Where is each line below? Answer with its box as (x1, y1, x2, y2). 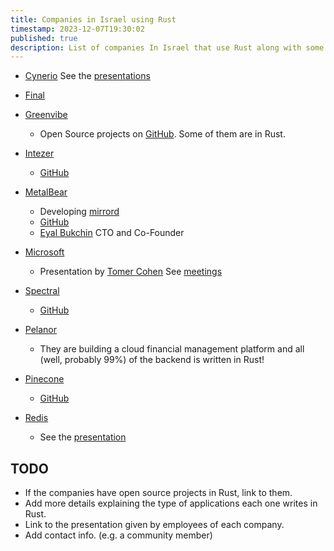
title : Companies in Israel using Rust (10, 14, 177, 25)
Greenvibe (24, 109, 68, 121)
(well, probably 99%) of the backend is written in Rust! (39, 354, 265, 366)
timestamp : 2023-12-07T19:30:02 (10, 24, 145, 34)
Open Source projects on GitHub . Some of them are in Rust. (39, 128, 286, 140)
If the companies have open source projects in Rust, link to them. (24, 487, 293, 499)
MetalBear (24, 186, 68, 198)
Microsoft (24, 246, 65, 258)
